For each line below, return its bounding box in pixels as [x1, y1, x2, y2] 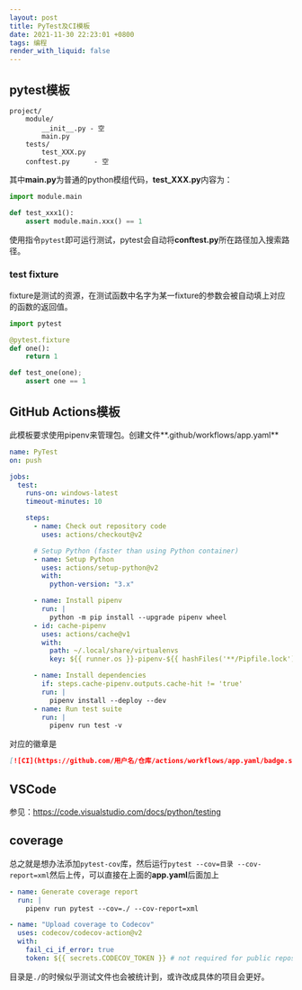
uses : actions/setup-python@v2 [41, 563, 159, 572]
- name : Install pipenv [32, 596, 123, 606]
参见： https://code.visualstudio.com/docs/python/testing [9, 806, 222, 817]
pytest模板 [9, 82, 70, 97]
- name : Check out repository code [32, 522, 167, 531]
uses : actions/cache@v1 [41, 629, 130, 639]
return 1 [25, 352, 58, 361]
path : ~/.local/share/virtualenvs [49, 646, 179, 655]
